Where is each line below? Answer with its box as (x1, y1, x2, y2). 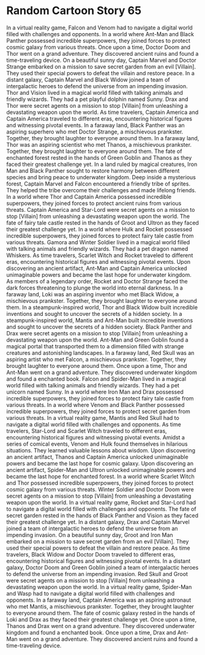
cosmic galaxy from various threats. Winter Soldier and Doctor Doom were (6, 485, 194, 493)
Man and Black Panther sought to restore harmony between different (6, 167, 180, 174)
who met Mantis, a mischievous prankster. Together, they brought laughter (6, 602, 195, 610)
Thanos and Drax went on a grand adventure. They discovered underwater (6, 622, 195, 629)
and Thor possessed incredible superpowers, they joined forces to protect (6, 479, 194, 487)
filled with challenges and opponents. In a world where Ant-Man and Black (6, 30, 195, 37)
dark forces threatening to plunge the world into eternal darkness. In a (6, 284, 184, 291)
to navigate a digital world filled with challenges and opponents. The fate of (6, 505, 197, 512)
